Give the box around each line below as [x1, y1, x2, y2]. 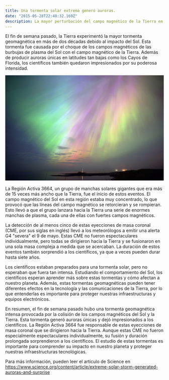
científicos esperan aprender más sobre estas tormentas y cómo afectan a [5, 275, 160, 281]
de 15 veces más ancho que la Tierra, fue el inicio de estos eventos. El [5, 191, 151, 197]
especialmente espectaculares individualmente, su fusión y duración [5, 333, 147, 339]
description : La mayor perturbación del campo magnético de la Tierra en [5, 19, 163, 24]
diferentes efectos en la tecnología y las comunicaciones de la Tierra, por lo [5, 285, 162, 291]
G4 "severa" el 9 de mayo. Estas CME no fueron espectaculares [5, 232, 138, 239]
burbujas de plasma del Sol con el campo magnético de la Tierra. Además [5, 49, 158, 55]
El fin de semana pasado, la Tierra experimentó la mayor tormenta [5, 33, 142, 39]
